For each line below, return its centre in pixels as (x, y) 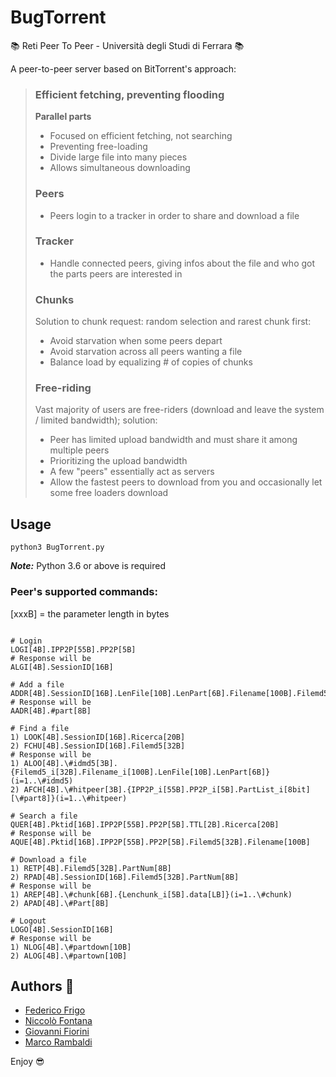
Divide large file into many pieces (118, 157)
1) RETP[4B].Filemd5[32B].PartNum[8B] (91, 868)
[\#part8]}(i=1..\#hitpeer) (69, 798)
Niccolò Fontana (58, 1021)
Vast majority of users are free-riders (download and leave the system (179, 410)
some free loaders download (109, 493)
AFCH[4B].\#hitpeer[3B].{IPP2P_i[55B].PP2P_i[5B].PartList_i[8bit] (167, 789)
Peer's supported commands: (84, 592)
